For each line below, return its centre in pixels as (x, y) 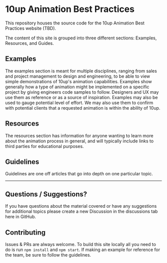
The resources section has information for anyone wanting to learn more (79, 135)
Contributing (25, 232)
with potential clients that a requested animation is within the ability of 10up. (83, 108)
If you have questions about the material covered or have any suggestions (81, 206)
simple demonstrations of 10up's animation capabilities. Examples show (79, 81)
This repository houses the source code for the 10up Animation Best (75, 23)
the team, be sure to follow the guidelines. (48, 255)
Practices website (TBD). (31, 28)
